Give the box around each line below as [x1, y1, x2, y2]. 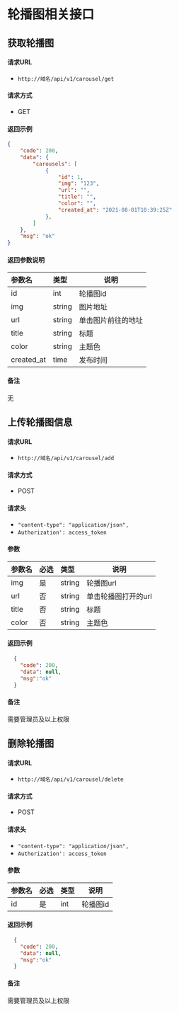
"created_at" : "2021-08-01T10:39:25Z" [57, 206, 173, 213]
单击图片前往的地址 [79, 316, 144, 326]
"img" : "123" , [57, 180, 100, 188]
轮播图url [86, 578, 117, 588]
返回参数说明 [7, 256, 45, 264]
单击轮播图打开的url [86, 591, 152, 601]
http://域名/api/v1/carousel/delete [17, 776, 124, 783]
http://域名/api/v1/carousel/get [17, 75, 115, 82]
